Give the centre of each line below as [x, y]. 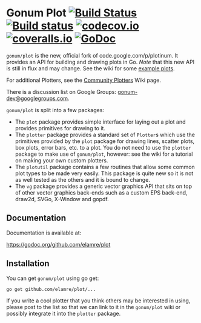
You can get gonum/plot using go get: [53, 278]
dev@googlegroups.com [37, 98]
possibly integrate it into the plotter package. [64, 313]
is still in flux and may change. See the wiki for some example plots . [91, 68]
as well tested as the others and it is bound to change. [82, 179]
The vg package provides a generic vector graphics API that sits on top [104, 186]
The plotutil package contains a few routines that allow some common [105, 167]
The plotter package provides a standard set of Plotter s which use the [105, 135]
